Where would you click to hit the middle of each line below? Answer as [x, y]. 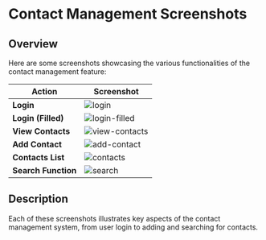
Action [45, 91]
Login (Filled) [38, 118]
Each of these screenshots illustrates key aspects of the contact [115, 218]
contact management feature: [57, 72]
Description [38, 199]
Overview [33, 44]
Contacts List [39, 157]
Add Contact [37, 144]
